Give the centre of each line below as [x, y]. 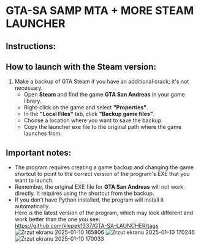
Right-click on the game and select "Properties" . [86, 108]
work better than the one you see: [57, 219]
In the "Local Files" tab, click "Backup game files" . [89, 114]
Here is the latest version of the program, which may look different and [104, 213]
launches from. [43, 133]
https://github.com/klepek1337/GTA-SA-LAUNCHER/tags [86, 226]
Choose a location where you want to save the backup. [93, 120]
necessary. [28, 88]
